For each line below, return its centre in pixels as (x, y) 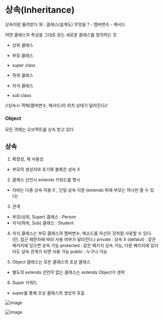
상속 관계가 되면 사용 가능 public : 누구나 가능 (64, 252)
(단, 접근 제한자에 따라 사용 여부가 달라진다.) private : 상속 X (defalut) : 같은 (84, 240)
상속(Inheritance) (40, 10)
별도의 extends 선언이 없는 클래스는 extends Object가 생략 (68, 272)
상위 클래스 (23, 45)
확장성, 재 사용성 (28, 159)
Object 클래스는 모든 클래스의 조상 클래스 (51, 262)
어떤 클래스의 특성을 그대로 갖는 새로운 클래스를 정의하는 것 (61, 35)
